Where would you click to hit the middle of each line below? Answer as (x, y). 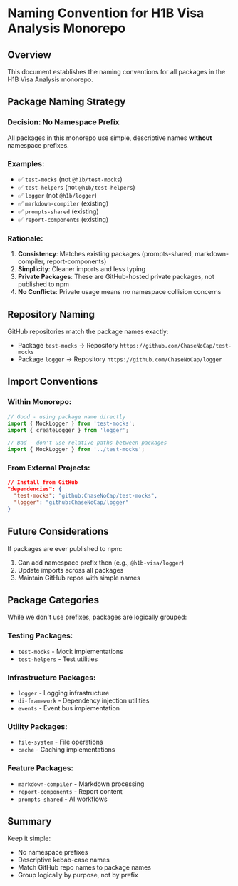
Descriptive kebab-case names (64, 860)
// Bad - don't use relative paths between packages (87, 443)
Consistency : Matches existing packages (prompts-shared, (105, 254)
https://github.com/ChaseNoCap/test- (176, 346)
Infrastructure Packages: (52, 678)
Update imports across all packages (71, 570)
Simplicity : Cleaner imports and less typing (82, 269)
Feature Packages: (40, 768)
